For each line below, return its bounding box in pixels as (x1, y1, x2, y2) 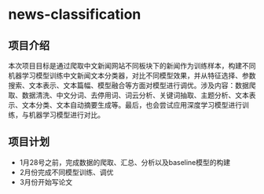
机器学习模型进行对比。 (28, 110, 104, 119)
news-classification (8, 5, 141, 24)
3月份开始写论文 (19, 177, 73, 186)
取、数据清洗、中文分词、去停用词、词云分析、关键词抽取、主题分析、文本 (8, 90, 249, 100)
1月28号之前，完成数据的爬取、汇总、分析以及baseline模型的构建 (19, 157, 231, 167)
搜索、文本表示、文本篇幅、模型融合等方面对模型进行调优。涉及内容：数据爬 (8, 81, 256, 90)
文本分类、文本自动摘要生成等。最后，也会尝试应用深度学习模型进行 (21, 101, 242, 109)
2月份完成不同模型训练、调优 (19, 167, 114, 177)
